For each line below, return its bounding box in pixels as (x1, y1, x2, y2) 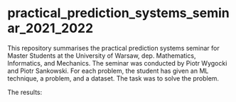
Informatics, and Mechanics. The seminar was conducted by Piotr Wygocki (7, 58, 227, 67)
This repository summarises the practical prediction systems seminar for (7, 44, 220, 52)
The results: (7, 88, 43, 96)
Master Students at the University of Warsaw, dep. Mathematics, (7, 51, 196, 60)
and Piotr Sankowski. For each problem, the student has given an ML (7, 66, 209, 75)
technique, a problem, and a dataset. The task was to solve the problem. (7, 73, 219, 83)
